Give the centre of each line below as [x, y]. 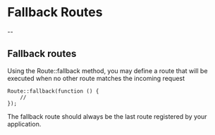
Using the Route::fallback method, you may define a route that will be [107, 70]
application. [24, 124]
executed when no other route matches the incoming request [96, 78]
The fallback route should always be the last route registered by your [107, 116]
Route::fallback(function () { [53, 91]
